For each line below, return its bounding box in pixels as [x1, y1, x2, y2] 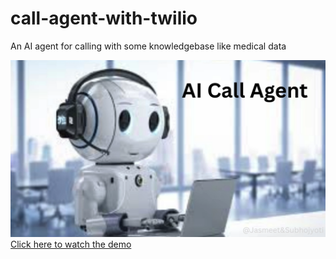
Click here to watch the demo [10, 238, 132, 251]
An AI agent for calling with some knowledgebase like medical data [10, 40, 287, 52]
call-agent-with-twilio [10, 7, 198, 30]
